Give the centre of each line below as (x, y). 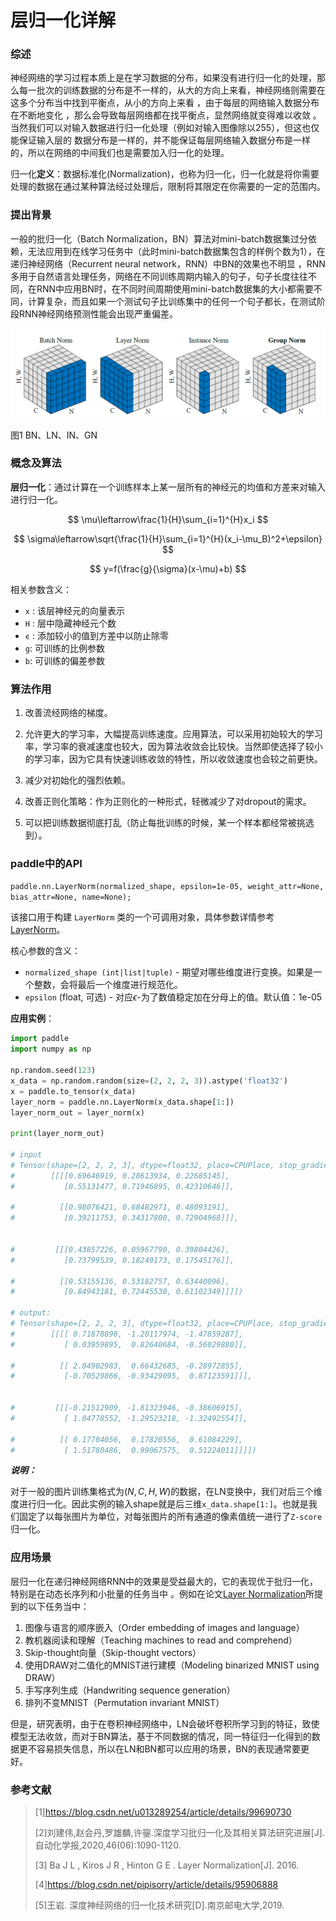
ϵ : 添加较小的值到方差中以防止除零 (96, 635)
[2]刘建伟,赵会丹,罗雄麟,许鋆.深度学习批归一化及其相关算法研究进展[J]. (179, 1832)
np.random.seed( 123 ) (53, 1071)
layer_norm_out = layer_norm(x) (77, 1112)
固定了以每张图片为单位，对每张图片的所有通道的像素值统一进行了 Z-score (170, 1517)
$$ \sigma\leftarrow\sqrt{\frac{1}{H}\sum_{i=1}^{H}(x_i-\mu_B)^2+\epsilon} (168, 538)
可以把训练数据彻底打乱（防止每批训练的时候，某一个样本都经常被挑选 (169, 823)
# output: (31, 1313)
